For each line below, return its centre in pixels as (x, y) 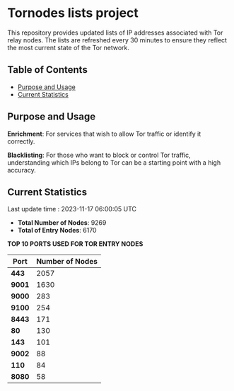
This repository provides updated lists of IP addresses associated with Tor (115, 33)
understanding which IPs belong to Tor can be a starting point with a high (114, 162)
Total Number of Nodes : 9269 (62, 223)
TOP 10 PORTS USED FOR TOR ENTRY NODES (75, 244)
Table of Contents (48, 70)
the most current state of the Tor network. (68, 47)
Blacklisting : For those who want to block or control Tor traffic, (99, 155)
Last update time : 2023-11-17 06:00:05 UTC (72, 209)
